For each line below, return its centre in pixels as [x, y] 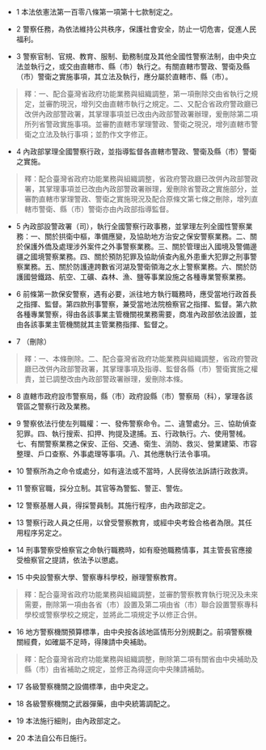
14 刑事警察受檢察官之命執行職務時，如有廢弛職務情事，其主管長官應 [131, 550]
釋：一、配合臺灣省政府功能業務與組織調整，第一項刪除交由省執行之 [137, 94]
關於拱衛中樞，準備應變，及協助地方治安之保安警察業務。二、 [147, 236]
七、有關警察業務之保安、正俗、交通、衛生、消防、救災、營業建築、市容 [136, 444]
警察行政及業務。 [66, 406]
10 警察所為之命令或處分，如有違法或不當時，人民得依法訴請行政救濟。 [134, 471]
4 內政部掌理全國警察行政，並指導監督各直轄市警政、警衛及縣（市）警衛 [136, 151]
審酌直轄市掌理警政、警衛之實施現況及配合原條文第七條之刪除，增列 [137, 199]
